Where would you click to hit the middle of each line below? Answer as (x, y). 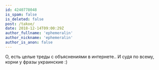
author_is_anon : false (29, 42)
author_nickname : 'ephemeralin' (39, 38)
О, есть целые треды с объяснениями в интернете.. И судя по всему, (80, 56)
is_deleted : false (24, 19)
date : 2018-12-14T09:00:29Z (35, 28)
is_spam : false (21, 14)
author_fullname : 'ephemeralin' (39, 33)
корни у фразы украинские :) (36, 62)
